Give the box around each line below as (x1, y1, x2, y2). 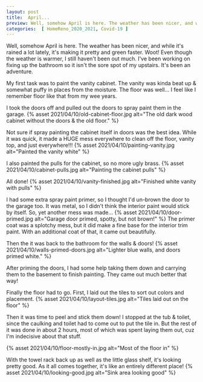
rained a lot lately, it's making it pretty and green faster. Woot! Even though (6, 49, 192, 56)
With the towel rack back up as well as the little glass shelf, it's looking (6, 356, 181, 363)
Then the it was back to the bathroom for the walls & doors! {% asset (6, 240, 178, 247)
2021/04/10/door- (138, 209, 182, 216)
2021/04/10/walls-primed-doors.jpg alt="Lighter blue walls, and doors (6, 246, 181, 254)
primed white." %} (6, 253, 52, 260)
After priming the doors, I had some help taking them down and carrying (6, 264, 186, 272)
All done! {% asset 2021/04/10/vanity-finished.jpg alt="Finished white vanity (6, 178, 196, 185)
